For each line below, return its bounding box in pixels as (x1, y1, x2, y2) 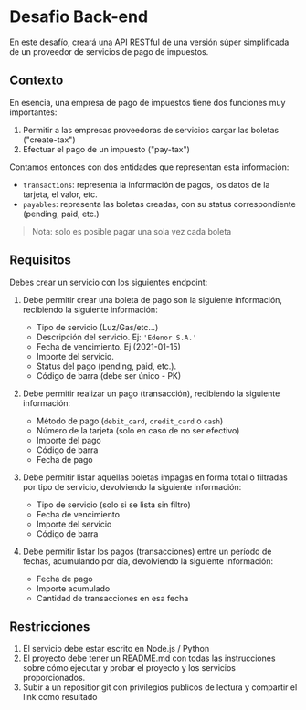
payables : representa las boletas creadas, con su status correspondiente (22, 198, 297, 209)
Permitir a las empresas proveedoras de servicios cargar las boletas (22, 124, 280, 135)
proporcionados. (22, 673, 86, 684)
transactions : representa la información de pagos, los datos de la (22, 179, 270, 190)
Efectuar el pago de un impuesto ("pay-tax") (22, 143, 190, 154)
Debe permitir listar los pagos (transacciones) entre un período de (22, 546, 272, 557)
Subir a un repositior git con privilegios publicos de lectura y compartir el (22, 682, 298, 693)
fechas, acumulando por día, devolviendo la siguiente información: (22, 555, 274, 567)
